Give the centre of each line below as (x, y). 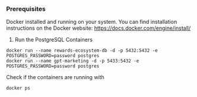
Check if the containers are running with (55, 77)
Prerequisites (26, 9)
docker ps (18, 88)
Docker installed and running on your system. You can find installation (92, 22)
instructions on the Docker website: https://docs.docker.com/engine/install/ (99, 28)
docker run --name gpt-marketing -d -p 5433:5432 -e (73, 61)
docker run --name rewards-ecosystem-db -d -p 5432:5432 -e (82, 51)
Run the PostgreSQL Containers (54, 40)
